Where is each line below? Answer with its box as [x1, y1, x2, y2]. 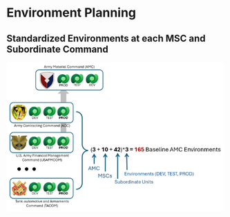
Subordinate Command [6, 43, 108, 55]
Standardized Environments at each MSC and [6, 33, 206, 44]
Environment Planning [6, 5, 136, 21]
